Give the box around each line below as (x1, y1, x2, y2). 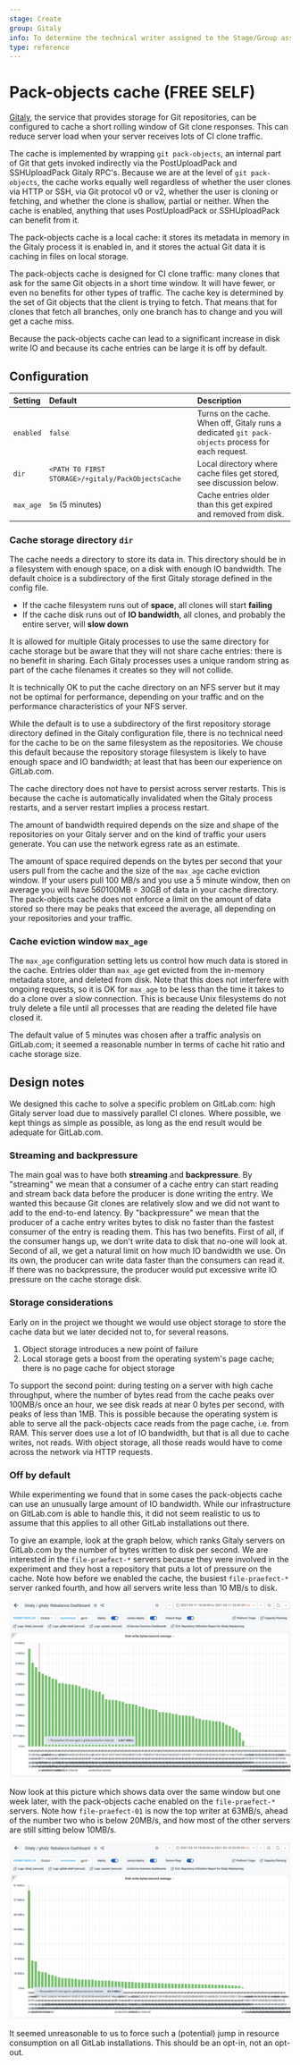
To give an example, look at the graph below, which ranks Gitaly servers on (9, 1535, 286, 1546)
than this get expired (196, 499, 273, 510)
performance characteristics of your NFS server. (9, 701, 187, 712)
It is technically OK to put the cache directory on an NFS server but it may (9, 682, 280, 693)
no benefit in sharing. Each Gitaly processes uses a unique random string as (9, 656, 290, 666)
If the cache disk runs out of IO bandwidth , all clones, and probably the (21, 609, 286, 621)
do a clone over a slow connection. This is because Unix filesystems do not (9, 994, 287, 1004)
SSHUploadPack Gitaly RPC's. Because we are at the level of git (9, 167, 247, 178)
